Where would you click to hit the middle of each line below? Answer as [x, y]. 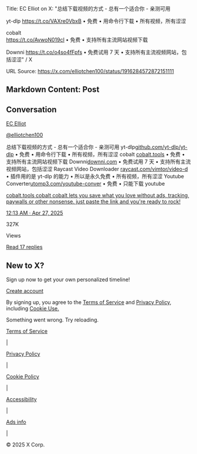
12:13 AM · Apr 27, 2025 [35, 213]
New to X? [25, 265]
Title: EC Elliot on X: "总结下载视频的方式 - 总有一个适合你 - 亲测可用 [88, 8]
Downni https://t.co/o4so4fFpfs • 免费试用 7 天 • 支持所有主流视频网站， [94, 52]
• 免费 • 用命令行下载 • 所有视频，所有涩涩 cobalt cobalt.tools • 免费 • [100, 155]
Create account [25, 291]
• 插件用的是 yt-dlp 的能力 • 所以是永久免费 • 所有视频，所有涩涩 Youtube [95, 176]
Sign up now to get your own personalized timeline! [68, 279]
